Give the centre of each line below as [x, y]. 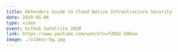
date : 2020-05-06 [28, 17]
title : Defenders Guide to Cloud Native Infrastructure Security [89, 12]
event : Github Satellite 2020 [44, 28]
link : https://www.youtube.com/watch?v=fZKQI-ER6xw [72, 34]
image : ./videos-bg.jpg [36, 39]
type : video [21, 23]
